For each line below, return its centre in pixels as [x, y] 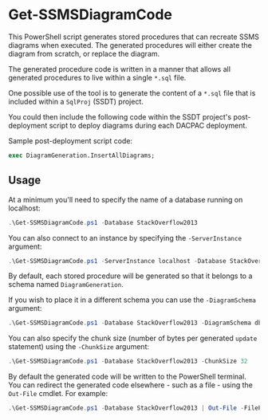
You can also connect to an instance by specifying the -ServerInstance [125, 237]
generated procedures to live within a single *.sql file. [97, 77]
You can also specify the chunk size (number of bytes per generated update [133, 338]
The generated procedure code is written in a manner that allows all [120, 69]
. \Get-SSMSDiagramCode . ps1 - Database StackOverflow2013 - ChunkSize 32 [128, 361]
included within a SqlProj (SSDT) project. [76, 101]
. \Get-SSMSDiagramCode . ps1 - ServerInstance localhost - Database [117, 261]
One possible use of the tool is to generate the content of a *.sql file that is [132, 92]
